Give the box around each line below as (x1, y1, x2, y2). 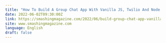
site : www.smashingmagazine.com (5, 21, 72, 26)
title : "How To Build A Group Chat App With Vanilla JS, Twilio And (5, 7, 149, 12)
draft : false (5, 30, 32, 35)
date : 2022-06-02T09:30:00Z (5, 12, 63, 17)
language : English (5, 26, 43, 31)
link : (5, 16, 16, 21)
